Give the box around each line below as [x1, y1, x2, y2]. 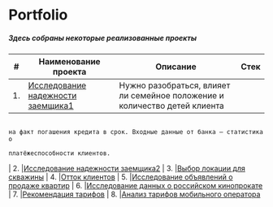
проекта [52, 67, 87, 78]
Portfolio [8, 6, 68, 24]
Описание [155, 61, 197, 72]
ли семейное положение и [119, 90, 225, 101]
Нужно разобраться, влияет [119, 80, 231, 91]
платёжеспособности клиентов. [8, 149, 111, 157]
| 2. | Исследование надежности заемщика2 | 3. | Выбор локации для [8, 164, 245, 174]
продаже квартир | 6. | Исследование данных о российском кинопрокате [8, 181, 263, 191]
